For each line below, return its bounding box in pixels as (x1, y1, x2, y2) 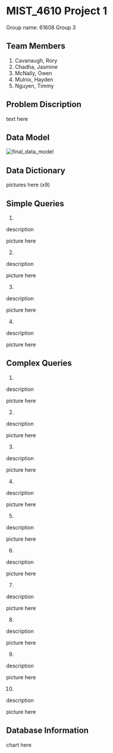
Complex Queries (6, 358, 73, 368)
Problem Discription (6, 99, 81, 109)
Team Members (6, 41, 65, 51)
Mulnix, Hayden (14, 76, 54, 83)
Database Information (6, 726, 89, 736)
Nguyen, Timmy (14, 82, 54, 89)
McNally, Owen (14, 70, 52, 77)
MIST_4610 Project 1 (6, 4, 108, 18)
